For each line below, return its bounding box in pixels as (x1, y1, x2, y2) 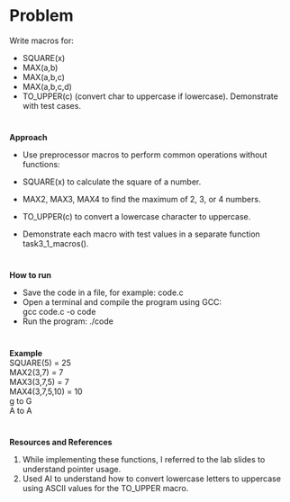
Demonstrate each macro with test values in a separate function (22, 229, 261, 239)
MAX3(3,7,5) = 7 (9, 376, 69, 387)
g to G (9, 395, 32, 406)
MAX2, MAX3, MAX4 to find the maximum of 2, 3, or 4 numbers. (22, 194, 261, 205)
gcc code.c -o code (22, 307, 96, 318)
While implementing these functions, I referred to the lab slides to (22, 453, 266, 464)
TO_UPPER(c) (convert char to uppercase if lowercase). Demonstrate (22, 91, 279, 102)
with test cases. (22, 100, 81, 111)
